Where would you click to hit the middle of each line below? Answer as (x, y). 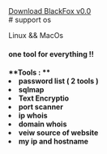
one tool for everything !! (51, 53)
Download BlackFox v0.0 (50, 11)
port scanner (41, 107)
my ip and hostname (54, 141)
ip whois (33, 116)
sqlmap (32, 90)
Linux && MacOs (36, 35)
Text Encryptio (44, 98)
